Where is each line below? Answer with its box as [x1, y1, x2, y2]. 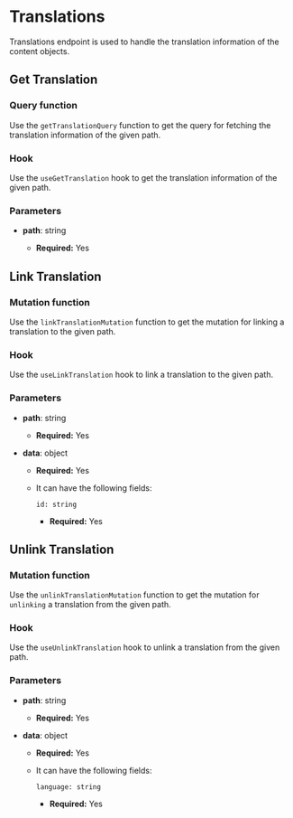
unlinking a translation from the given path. [9, 599, 171, 610]
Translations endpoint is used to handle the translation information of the [9, 36, 279, 47]
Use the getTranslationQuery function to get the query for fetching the [9, 119, 271, 130]
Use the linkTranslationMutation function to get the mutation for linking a [9, 316, 285, 327]
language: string [35, 782, 102, 792]
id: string [35, 500, 78, 509]
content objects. [9, 45, 70, 56]
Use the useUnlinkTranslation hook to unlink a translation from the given [9, 642, 280, 653]
